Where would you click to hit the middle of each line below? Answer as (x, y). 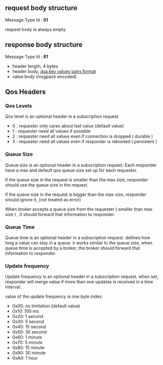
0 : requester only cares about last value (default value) (68, 126)
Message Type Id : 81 (27, 56)
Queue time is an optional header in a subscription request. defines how (78, 238)
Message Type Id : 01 (27, 20)
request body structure (41, 8)
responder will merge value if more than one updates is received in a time (79, 282)
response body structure (44, 45)
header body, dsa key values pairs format (54, 71)
